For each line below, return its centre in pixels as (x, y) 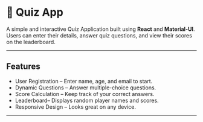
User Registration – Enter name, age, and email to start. (84, 81)
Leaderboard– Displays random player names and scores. (87, 100)
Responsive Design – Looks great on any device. (75, 107)
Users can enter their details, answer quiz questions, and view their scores (99, 35)
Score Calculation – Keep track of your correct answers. (85, 94)
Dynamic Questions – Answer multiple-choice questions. (85, 88)
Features (23, 67)
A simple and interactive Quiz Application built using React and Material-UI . (101, 29)
